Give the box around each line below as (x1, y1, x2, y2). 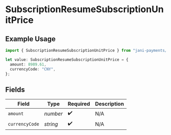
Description (95, 100, 124, 108)
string (44, 120, 59, 127)
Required (68, 100, 91, 108)
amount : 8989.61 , (10, 62, 47, 67)
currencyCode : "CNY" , (10, 66, 56, 72)
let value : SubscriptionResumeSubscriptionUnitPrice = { (5, 57, 129, 62)
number (44, 110, 63, 117)
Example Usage (5, 35, 56, 43)
